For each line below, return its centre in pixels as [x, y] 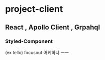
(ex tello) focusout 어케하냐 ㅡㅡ [37, 52]
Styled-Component [29, 41]
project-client [34, 9]
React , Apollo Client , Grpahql [53, 27]
